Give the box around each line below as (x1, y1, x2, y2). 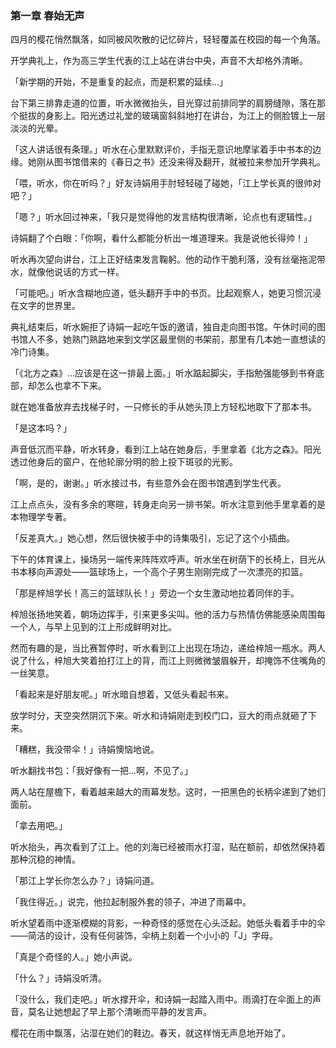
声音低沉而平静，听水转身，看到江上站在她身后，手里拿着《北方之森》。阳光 (10, 443, 322, 456)
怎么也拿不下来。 (36, 380, 107, 392)
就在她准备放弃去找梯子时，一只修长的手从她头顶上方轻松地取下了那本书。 (10, 401, 317, 413)
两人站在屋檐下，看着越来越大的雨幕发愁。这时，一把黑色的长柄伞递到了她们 (10, 786, 326, 798)
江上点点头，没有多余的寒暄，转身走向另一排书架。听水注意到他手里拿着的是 (10, 498, 326, 511)
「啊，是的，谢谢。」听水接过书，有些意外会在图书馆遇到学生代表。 (10, 477, 287, 489)
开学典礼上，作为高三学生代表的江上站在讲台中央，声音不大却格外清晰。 (10, 55, 308, 67)
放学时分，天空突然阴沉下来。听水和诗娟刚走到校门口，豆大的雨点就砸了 (10, 710, 308, 722)
